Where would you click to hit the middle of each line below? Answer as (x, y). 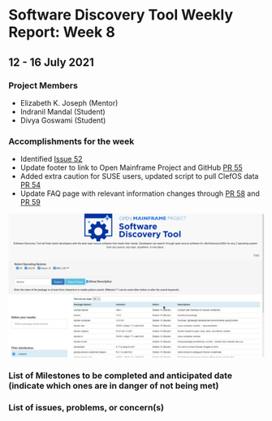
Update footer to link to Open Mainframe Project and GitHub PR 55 (132, 167)
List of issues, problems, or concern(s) (86, 408)
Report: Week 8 (62, 32)
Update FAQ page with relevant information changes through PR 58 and (140, 193)
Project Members (43, 85)
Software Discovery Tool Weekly (121, 15)
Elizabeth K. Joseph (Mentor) (69, 102)
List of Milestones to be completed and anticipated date (121, 375)
